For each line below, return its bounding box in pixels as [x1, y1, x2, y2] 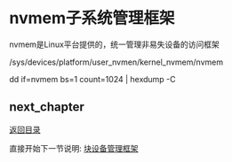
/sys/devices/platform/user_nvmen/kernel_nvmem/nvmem [9, 57, 224, 67]
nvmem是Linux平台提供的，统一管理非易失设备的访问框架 [9, 39, 220, 50]
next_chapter [9, 99, 84, 115]
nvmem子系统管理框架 [9, 8, 175, 28]
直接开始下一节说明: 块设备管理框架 [9, 143, 139, 153]
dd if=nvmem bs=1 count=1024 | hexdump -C [9, 73, 176, 84]
